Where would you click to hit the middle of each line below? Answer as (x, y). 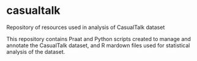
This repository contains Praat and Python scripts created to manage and (99, 39)
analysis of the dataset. (36, 51)
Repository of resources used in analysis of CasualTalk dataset (86, 27)
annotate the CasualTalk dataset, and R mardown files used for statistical (98, 45)
